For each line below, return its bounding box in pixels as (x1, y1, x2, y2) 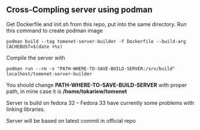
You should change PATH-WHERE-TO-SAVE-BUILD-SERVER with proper (6, 81, 187, 88)
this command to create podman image (6, 27, 103, 34)
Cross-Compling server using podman (6, 5, 153, 15)
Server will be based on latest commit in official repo (6, 117, 136, 124)
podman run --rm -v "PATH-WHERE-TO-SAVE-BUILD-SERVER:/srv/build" (6, 66, 175, 72)
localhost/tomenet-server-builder (6, 71, 93, 77)
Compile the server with (6, 54, 66, 61)
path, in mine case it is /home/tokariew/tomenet (6, 88, 128, 95)
